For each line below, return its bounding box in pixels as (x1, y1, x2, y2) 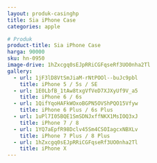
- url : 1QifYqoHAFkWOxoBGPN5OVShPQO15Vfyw (13, 100, 138, 108)
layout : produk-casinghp (7, 10, 79, 17)
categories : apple (7, 23, 60, 30)
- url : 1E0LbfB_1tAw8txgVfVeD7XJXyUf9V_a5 (13, 87, 138, 94)
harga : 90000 (7, 49, 45, 55)
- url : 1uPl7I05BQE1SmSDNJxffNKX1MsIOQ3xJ (13, 113, 138, 120)
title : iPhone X (19, 145, 67, 153)
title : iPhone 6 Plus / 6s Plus (19, 107, 113, 114)
